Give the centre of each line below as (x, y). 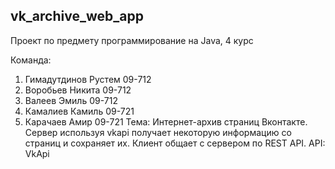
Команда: (31, 60)
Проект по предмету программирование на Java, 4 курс (132, 40)
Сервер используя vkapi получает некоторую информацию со (158, 132)
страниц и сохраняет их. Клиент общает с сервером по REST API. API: (175, 143)
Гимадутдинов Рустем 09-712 (88, 79)
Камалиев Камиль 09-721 (79, 111)
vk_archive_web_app (77, 16)
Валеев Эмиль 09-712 (71, 100)
